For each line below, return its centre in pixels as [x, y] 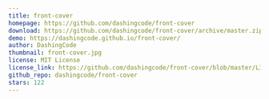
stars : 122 [26, 82]
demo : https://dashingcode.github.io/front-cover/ [94, 38]
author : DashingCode [43, 46]
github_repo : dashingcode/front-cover [73, 75]
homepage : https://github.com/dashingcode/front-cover [102, 23]
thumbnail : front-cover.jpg [55, 53]
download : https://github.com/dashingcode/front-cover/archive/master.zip [136, 30]
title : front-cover [41, 16]
